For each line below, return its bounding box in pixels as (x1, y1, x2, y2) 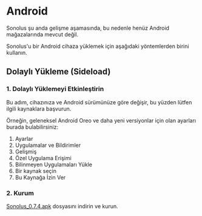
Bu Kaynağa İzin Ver (15, 174, 66, 181)
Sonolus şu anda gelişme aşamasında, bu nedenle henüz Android (6, 24, 170, 32)
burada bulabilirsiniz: (6, 123, 59, 130)
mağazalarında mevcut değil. (6, 30, 79, 38)
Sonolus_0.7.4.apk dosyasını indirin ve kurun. (6, 202, 118, 210)
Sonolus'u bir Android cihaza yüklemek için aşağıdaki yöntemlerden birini (6, 42, 189, 50)
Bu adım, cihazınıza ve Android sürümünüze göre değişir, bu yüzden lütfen (6, 98, 192, 106)
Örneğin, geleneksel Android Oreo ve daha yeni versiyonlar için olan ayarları (6, 116, 197, 124)
